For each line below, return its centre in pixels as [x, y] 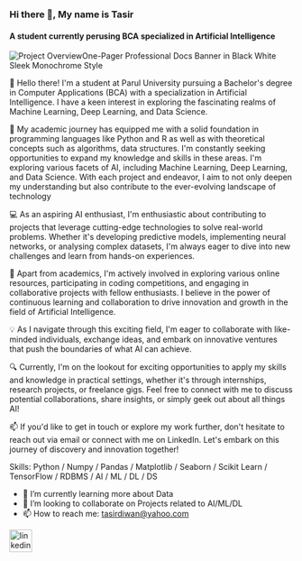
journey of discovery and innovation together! [94, 449]
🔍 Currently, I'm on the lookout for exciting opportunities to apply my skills [148, 367]
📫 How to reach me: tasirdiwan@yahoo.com [105, 514]
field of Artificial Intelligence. [63, 312]
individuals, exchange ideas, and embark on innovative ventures [158, 340]
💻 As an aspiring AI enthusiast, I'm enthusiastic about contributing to [138, 215]
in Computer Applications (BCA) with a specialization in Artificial [128, 93]
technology [30, 197]
